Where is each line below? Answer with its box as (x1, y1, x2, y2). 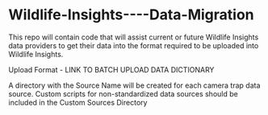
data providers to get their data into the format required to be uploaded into (8, 40, 259, 50)
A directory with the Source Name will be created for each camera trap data (8, 80, 261, 90)
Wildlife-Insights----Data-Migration (8, 6, 254, 24)
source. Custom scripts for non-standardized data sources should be (8, 88, 238, 98)
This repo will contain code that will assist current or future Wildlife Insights (8, 32, 259, 42)
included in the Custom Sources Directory (8, 97, 148, 107)
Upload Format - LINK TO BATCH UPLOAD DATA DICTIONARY (8, 64, 215, 74)
